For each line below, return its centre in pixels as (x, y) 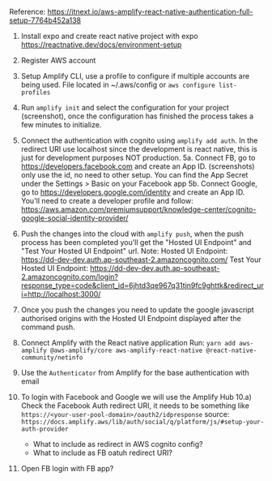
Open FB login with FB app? (67, 468)
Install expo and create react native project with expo (109, 36)
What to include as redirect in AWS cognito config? (118, 444)
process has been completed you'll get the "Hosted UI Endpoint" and (136, 242)
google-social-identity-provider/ (74, 218)
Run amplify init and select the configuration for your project (125, 107)
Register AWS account (58, 60)
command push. (48, 327)
